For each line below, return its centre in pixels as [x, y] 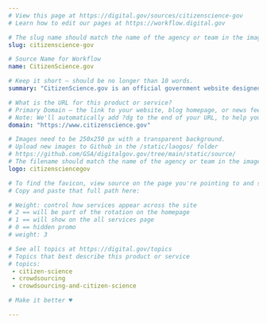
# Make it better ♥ [41, 301]
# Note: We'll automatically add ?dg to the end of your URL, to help [128, 117]
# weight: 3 [28, 235]
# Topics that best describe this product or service [99, 256]
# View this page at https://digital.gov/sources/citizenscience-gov [126, 16]
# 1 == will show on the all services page [81, 220]
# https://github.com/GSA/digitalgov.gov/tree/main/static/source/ [122, 154]
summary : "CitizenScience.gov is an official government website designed [135, 88]
